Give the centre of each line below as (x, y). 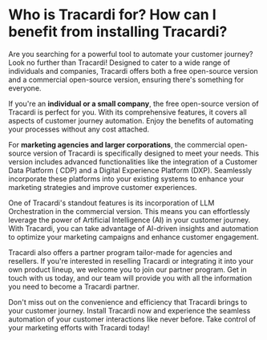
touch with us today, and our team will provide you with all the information (130, 277)
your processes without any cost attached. (79, 129)
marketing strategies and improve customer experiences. (103, 187)
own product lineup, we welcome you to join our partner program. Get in (127, 269)
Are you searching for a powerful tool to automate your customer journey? (131, 54)
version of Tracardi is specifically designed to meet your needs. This (146, 153)
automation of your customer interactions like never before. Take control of (132, 319)
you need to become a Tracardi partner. (74, 286)
